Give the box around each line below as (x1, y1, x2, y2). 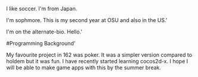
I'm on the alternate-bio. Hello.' (6, 28, 82, 35)
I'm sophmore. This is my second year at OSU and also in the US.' (6, 17, 168, 23)
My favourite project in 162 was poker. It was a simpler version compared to (6, 51, 193, 58)
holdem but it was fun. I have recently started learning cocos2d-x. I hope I (6, 58, 188, 64)
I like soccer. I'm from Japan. (6, 5, 78, 12)
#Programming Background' (6, 40, 76, 47)
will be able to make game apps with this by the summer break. (6, 64, 162, 71)
